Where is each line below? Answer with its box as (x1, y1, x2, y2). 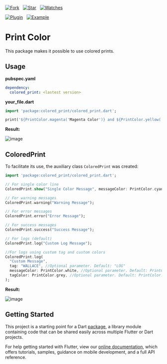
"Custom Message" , (9, 259, 48, 264)
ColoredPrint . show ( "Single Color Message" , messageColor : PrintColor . (5, 186, 155, 191)
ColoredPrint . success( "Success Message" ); (5, 227, 94, 233)
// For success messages (5, 223, 57, 228)
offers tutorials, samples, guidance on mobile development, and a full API (5, 349, 155, 355)
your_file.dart (5, 99, 34, 105)
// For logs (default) (5, 236, 52, 241)
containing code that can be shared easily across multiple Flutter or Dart (5, 329, 153, 335)
